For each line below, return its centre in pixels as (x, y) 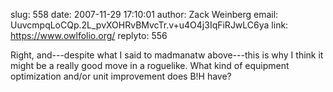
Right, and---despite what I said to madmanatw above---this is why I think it (167, 55)
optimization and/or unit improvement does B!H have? (121, 76)
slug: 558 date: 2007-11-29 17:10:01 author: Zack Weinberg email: (144, 14)
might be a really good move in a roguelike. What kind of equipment (150, 65)
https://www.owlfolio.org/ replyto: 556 (89, 35)
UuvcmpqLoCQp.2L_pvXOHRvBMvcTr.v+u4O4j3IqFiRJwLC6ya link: (149, 25)
